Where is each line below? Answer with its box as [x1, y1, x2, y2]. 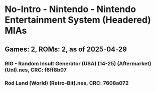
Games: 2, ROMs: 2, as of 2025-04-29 [5, 45, 127, 53]
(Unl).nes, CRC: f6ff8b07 [5, 66, 67, 73]
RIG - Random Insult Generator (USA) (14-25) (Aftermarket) [5, 60, 151, 67]
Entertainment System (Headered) [5, 14, 151, 26]
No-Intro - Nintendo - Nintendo [5, 4, 136, 15]
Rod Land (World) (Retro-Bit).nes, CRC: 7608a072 [5, 79, 129, 86]
